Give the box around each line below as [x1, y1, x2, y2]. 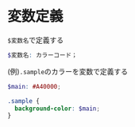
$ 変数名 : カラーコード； [7, 51, 78, 59]
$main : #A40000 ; [7, 82, 61, 90]
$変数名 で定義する [7, 35, 64, 45]
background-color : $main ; [14, 105, 101, 113]
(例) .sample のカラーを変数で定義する [7, 66, 129, 76]
